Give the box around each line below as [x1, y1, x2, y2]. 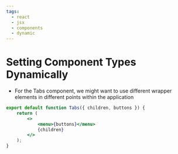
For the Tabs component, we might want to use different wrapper [14, 87, 172, 94]
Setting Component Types [6, 56, 136, 69]
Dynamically [6, 68, 69, 81]
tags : [6, 8, 19, 15]
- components [11, 25, 43, 31]
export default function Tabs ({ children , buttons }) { [6, 105, 145, 111]
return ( [16, 110, 38, 116]
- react [11, 14, 30, 20]
